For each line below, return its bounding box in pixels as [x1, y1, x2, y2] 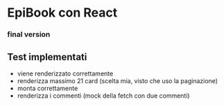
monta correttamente [17, 84, 78, 92]
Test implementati [7, 51, 87, 63]
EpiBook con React [7, 5, 118, 21]
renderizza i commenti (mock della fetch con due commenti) [17, 91, 190, 100]
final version [7, 30, 51, 39]
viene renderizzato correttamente [17, 69, 114, 78]
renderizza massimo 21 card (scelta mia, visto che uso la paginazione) [17, 76, 218, 85]
